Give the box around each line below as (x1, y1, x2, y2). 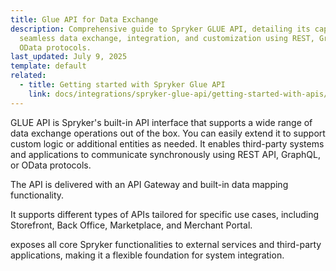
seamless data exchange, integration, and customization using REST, (19, 33, 315, 43)
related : (10, 71, 47, 81)
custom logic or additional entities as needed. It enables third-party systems (10, 137, 325, 150)
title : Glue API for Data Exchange (10, 14, 159, 25)
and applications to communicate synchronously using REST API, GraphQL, (10, 148, 321, 160)
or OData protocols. (10, 159, 92, 171)
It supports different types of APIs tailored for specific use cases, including (10, 208, 320, 220)
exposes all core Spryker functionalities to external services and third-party (10, 238, 322, 250)
